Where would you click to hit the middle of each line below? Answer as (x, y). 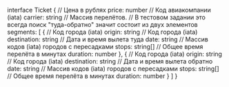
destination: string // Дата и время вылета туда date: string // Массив (108, 39)
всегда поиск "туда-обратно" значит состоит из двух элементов (102, 25)
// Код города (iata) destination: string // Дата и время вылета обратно (110, 61)
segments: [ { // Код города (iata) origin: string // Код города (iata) (102, 32)
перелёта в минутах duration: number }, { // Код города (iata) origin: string (115, 54)
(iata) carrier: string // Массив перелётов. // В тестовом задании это (106, 17)
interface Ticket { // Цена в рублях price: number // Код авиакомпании (109, 10)
